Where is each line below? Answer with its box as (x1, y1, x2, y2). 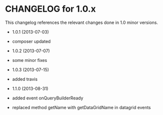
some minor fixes (12, 57, 47, 63)
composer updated (12, 38, 51, 44)
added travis (12, 76, 38, 82)
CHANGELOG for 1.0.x (5, 3, 96, 15)
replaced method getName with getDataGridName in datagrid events (12, 104, 151, 110)
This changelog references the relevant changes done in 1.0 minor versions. (5, 19, 158, 25)
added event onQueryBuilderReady (12, 95, 84, 101)
